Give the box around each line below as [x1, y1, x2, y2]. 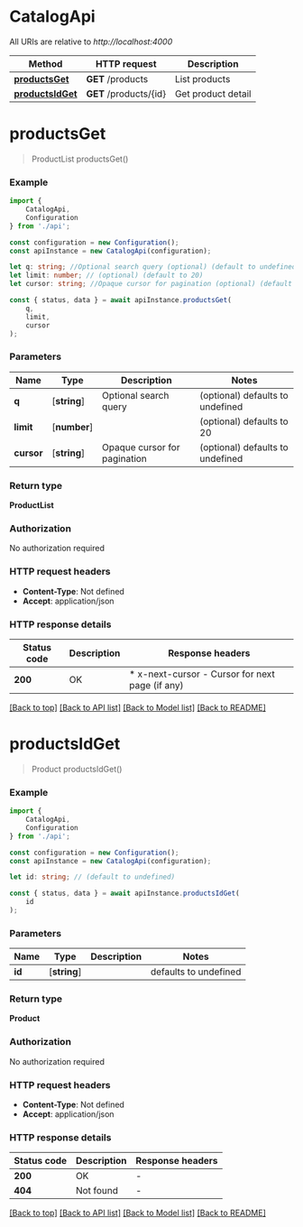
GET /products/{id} [86, 88, 167, 100]
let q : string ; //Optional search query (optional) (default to [9, 263, 256, 272]
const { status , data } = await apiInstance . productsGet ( [9, 296, 232, 305]
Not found [75, 1185, 119, 1197]
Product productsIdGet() [31, 763, 123, 774]
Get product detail [174, 88, 252, 100]
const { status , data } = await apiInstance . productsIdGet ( [9, 889, 241, 899]
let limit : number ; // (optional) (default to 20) [9, 271, 204, 281]
